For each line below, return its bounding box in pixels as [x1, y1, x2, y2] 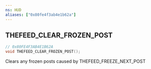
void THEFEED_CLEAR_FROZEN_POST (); [5, 49, 81, 54]
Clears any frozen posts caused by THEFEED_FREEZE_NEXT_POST [5, 58, 146, 64]
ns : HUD [5, 7, 22, 13]
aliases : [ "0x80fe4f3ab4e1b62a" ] [5, 12, 76, 17]
